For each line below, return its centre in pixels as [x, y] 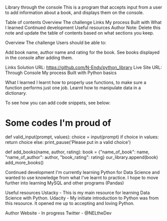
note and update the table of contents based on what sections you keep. [80, 33]
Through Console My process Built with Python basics [61, 73]
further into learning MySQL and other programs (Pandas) [65, 183]
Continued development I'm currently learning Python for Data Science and [83, 172]
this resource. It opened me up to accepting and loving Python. [70, 203]
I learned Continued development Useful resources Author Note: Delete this [83, 28]
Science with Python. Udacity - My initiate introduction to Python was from [82, 198]
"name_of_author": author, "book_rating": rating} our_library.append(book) [82, 157]
